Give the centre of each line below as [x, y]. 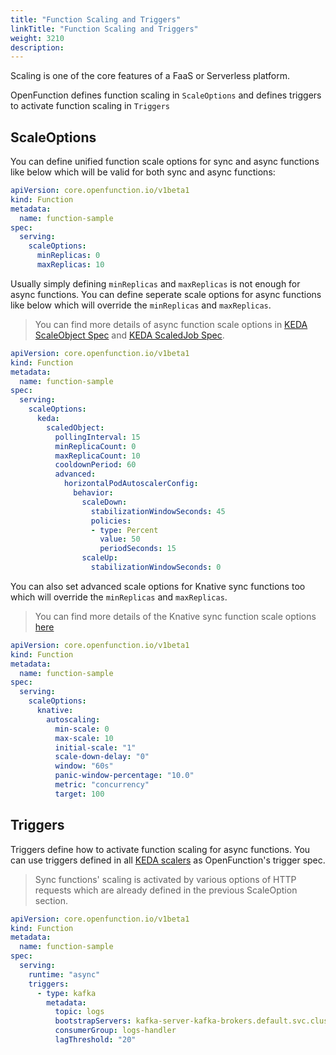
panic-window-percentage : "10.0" [124, 776]
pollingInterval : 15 [97, 437]
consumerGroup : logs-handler [115, 1031]
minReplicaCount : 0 [95, 446]
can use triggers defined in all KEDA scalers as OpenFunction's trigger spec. [168, 860]
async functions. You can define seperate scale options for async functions [166, 294]
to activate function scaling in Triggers [90, 106]
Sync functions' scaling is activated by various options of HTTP [165, 879]
